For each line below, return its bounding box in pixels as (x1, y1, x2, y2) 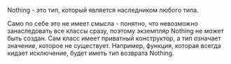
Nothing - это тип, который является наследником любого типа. (7, 6, 199, 14)
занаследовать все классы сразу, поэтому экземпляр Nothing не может (7, 27, 224, 35)
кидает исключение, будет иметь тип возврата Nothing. (7, 49, 174, 57)
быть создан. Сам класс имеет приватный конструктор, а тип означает (7, 34, 222, 42)
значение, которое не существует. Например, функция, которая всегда (7, 42, 222, 49)
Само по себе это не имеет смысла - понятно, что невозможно (7, 19, 198, 27)
